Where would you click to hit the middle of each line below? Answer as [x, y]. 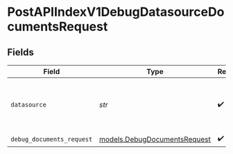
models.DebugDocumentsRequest [155, 139]
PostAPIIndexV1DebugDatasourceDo [116, 12]
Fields [21, 52]
